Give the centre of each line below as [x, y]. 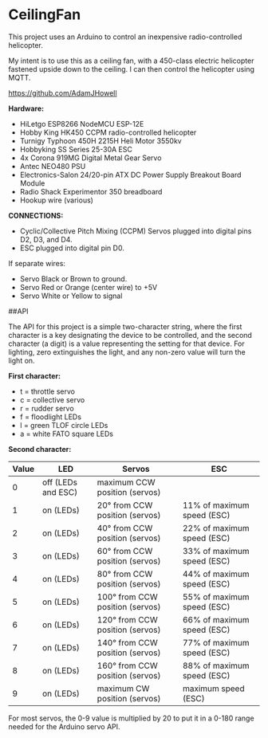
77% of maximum [216, 642]
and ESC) [60, 492]
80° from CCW [125, 574]
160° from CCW [127, 665]
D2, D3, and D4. [46, 239]
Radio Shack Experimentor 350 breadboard [91, 191]
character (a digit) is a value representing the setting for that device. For [126, 343]
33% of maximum [216, 551]
